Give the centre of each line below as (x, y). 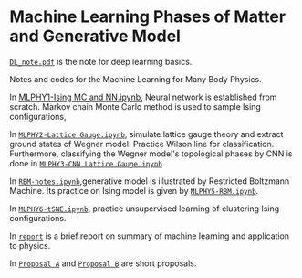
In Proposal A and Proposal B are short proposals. (103, 263)
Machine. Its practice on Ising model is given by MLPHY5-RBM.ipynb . (134, 190)
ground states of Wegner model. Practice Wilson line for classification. (142, 144)
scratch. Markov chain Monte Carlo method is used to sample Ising (135, 106)
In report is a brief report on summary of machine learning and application (150, 236)
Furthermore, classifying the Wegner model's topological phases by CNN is (151, 154)
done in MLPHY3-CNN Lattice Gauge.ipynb (86, 163)
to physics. (30, 245)
